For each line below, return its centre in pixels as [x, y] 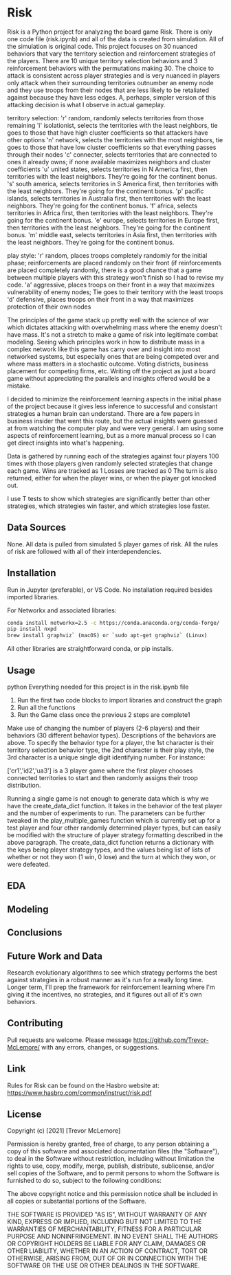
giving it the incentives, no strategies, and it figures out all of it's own [105, 994]
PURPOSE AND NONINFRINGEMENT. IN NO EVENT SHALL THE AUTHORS [113, 1237]
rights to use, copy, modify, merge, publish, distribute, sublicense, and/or [111, 1166]
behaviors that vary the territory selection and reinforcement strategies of [111, 54]
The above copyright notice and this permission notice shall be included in [112, 1194]
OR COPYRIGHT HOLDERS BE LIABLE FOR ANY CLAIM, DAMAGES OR [107, 1244]
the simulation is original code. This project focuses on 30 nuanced [102, 46]
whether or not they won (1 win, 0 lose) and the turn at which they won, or [112, 857]
